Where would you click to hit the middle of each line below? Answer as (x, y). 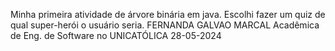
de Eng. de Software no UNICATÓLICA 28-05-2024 (116, 35)
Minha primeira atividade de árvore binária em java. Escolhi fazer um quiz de (168, 14)
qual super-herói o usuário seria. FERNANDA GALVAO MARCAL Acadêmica (165, 25)
